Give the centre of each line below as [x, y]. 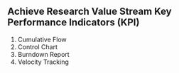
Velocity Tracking [43, 62]
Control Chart [38, 47]
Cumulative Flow [42, 39]
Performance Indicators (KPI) [74, 23]
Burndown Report [43, 54]
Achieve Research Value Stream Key [89, 12]
